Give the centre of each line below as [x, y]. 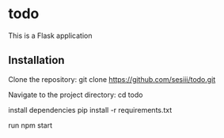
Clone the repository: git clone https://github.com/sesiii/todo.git [112, 79]
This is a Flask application [50, 35]
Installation [36, 60]
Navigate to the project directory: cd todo [76, 95]
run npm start [30, 125]
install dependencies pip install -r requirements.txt [90, 110]
